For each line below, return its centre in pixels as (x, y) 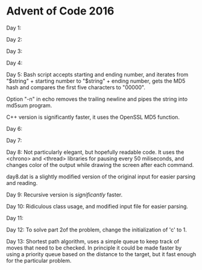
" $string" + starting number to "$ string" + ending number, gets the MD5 (96, 81)
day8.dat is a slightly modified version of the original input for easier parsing (101, 177)
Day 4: (14, 63)
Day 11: (15, 218)
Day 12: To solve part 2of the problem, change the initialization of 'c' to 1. (96, 230)
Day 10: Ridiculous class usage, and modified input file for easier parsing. (97, 206)
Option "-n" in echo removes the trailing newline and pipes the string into (97, 99)
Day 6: (14, 128)
